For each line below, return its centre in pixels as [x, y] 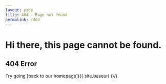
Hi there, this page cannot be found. [84, 45]
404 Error [21, 64]
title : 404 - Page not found [36, 15]
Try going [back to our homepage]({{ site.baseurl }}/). [62, 76]
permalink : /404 [23, 19]
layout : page [19, 10]
